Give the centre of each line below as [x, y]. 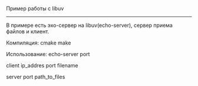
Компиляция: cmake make [39, 43]
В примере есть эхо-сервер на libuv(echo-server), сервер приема [89, 25]
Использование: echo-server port [48, 54]
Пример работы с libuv [35, 8]
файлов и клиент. [28, 31]
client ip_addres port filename [42, 66]
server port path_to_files [36, 77]
